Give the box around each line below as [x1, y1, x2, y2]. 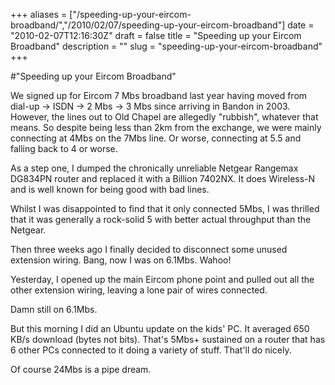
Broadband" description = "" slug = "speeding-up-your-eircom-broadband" [10, 40, 323, 52]
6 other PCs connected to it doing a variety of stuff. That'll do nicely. [10, 344, 292, 356]
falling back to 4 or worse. [10, 143, 118, 154]
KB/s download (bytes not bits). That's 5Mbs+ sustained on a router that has [10, 334, 326, 345]
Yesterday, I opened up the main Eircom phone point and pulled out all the [10, 274, 315, 285]
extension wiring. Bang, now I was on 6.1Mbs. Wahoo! [10, 254, 232, 266]
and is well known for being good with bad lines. [10, 184, 210, 195]
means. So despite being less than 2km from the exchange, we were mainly [10, 122, 322, 133]
